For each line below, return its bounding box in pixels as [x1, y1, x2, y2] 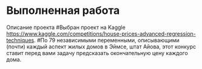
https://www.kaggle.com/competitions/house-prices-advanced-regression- [6, 30, 196, 37]
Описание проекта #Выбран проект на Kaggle [6, 24, 126, 31]
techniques [6, 36, 35, 44]
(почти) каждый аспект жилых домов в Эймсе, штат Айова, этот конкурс [6, 43, 197, 50]
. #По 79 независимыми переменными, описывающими [33, 36, 180, 44]
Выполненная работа [6, 4, 120, 18]
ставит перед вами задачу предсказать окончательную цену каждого [6, 49, 188, 56]
